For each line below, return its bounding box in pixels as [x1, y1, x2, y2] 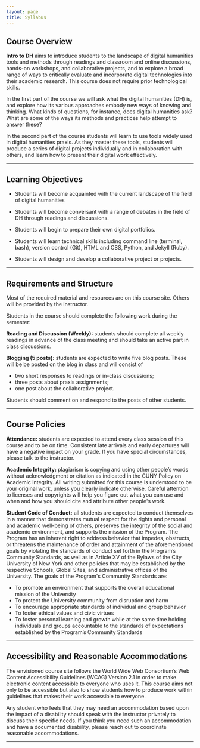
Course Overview [6, 36, 73, 47]
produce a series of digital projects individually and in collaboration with [6, 145, 183, 152]
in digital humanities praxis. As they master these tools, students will [6, 138, 174, 146]
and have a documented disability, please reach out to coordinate [6, 723, 167, 730]
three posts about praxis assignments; [14, 378, 109, 386]
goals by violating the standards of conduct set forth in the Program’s [6, 547, 176, 554]
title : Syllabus [6, 14, 46, 20]
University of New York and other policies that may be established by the [6, 559, 186, 567]
